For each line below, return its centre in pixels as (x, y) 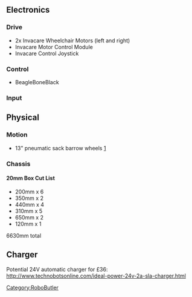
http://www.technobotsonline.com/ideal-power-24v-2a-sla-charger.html (96, 276)
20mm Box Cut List (31, 178)
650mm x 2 (29, 217)
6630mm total (24, 235)
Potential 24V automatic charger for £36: (57, 269)
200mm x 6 (29, 192)
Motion (17, 135)
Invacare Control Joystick (47, 53)
